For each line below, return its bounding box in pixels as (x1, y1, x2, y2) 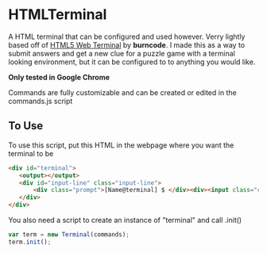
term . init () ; (8, 238, 52, 246)
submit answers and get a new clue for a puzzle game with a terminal (8, 48, 236, 58)
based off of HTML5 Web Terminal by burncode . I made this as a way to (8, 40, 245, 49)
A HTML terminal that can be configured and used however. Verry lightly (8, 32, 246, 41)
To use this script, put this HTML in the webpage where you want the (8, 140, 234, 150)
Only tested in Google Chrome (8, 72, 110, 82)
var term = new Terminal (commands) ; (8, 231, 130, 239)
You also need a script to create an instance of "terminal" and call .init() (8, 216, 242, 224)
